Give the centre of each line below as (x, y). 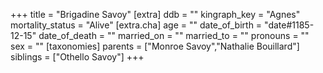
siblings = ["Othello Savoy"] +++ (77, 57)
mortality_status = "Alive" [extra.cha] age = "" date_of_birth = (136, 25)
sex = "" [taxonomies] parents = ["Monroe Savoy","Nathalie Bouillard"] (155, 46)
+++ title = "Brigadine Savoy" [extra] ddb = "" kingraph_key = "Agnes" (155, 14)
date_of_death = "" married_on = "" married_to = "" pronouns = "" (174, 35)
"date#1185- (289, 25)
